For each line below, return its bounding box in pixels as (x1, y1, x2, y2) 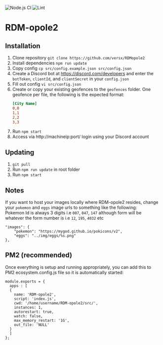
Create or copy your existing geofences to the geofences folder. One (12, 87, 151, 92)
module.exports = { (5, 279, 45, 284)
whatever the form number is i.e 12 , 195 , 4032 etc (5, 215, 104, 221)
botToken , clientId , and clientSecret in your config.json (12, 76, 129, 82)
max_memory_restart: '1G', (14, 318, 70, 323)
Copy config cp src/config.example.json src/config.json (12, 65, 132, 71)
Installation (5, 42, 41, 50)
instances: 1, (14, 305, 43, 310)
